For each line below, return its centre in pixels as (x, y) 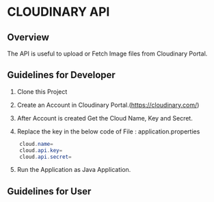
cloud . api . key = (41, 150)
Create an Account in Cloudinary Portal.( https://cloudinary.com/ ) (108, 105)
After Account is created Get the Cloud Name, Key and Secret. (105, 118)
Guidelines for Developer (62, 75)
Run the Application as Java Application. (74, 170)
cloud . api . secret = (45, 157)
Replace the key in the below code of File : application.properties (108, 131)
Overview (28, 37)
